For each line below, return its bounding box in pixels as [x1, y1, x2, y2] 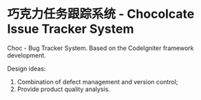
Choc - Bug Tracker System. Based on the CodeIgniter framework [7, 44, 194, 52]
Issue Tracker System [7, 21, 134, 37]
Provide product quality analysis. [17, 85, 110, 93]
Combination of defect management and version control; [17, 77, 178, 86]
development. [7, 51, 46, 59]
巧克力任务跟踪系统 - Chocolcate [7, 6, 195, 22]
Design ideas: [7, 64, 46, 73]
